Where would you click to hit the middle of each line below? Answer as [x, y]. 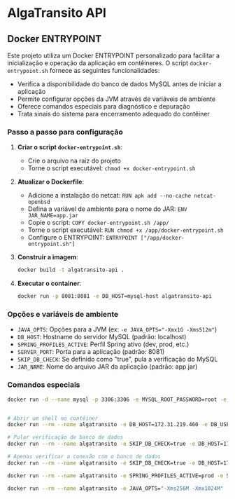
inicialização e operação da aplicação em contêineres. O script [98, 63]
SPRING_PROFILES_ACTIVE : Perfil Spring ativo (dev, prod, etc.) [103, 344]
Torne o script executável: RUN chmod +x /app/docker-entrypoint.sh [126, 230]
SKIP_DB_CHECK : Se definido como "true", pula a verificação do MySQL [117, 360]
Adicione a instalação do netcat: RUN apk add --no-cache [109, 196]
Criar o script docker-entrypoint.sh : [70, 147]
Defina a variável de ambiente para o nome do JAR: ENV [107, 209]
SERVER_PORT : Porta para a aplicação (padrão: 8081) [91, 352]
